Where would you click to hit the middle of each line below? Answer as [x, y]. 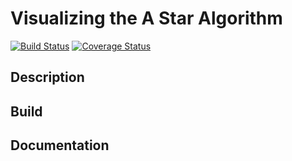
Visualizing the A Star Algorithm [146, 18]
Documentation [60, 145]
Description [47, 77]
